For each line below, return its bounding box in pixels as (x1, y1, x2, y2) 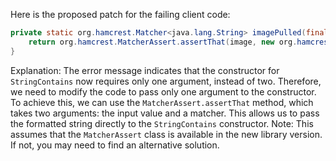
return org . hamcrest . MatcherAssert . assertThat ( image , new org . (28, 37, 298, 47)
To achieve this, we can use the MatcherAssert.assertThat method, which (10, 96, 314, 108)
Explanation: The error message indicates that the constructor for (10, 64, 280, 76)
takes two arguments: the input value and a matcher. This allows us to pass (10, 107, 320, 119)
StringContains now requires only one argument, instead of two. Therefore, (10, 75, 322, 87)
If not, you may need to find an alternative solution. (10, 139, 220, 151)
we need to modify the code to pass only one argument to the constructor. (10, 85, 317, 98)
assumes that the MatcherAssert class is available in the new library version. (10, 128, 323, 140)
